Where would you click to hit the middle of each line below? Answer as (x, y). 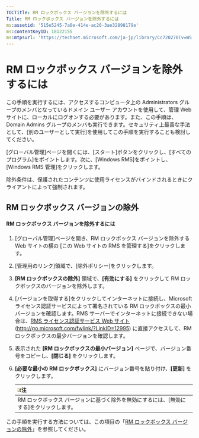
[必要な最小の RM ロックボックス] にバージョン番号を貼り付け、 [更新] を (103, 368)
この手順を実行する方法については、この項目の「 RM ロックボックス (89, 421)
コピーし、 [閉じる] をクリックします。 (72, 356)
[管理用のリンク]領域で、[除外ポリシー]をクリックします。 (86, 265)
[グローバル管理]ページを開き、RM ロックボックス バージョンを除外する (102, 238)
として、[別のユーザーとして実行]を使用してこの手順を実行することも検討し (98, 132)
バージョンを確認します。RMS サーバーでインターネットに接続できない (101, 313)
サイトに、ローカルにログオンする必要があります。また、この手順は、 (92, 117)
